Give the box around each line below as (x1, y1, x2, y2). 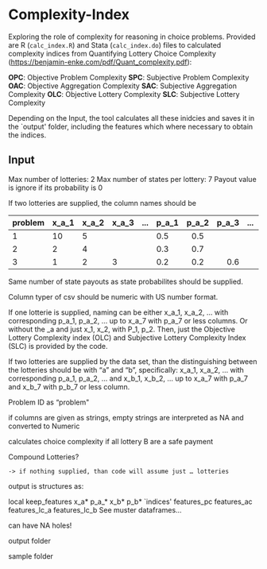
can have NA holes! (8, 521, 72, 530)
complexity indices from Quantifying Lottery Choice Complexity (8, 48, 217, 58)
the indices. (8, 130, 47, 140)
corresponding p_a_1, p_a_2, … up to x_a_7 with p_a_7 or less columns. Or (8, 315, 248, 325)
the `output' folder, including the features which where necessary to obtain (8, 122, 253, 131)
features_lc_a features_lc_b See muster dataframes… (8, 505, 182, 514)
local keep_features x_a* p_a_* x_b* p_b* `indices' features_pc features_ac (8, 497, 253, 506)
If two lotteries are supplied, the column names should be (8, 198, 197, 207)
